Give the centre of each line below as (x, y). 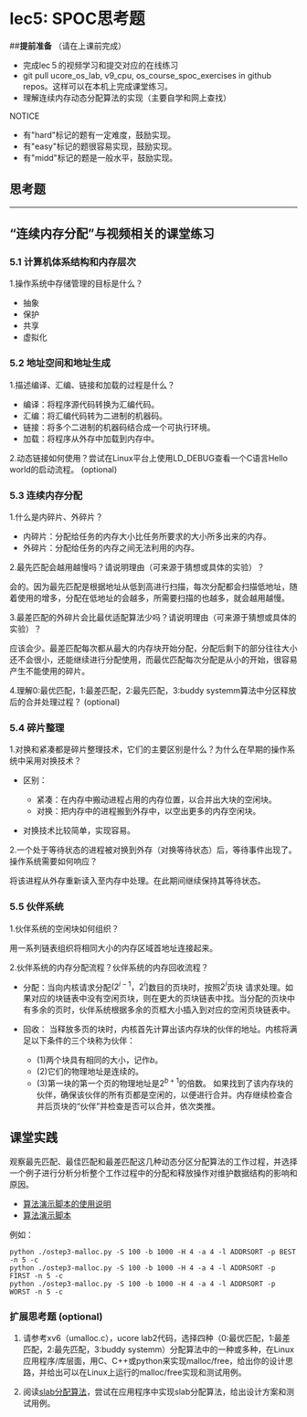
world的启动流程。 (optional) (64, 469)
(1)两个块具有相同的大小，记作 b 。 (100, 1060)
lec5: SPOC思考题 (77, 19)
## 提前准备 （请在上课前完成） (68, 46)
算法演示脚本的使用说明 (67, 1203)
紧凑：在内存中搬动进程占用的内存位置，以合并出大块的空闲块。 (156, 799)
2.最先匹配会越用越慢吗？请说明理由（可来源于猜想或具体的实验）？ (137, 567)
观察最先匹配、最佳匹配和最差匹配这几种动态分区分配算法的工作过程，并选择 (153, 1161)
